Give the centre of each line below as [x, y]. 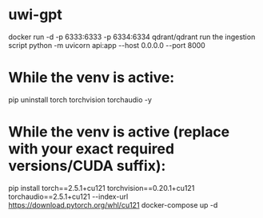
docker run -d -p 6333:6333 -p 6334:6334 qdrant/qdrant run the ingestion [132, 37]
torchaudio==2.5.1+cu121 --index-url [68, 196]
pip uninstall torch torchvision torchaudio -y [80, 99]
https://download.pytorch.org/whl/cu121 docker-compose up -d [113, 204]
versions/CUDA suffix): [87, 166]
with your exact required [91, 149]
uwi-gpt [35, 15]
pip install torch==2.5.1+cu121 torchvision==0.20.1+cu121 [102, 188]
